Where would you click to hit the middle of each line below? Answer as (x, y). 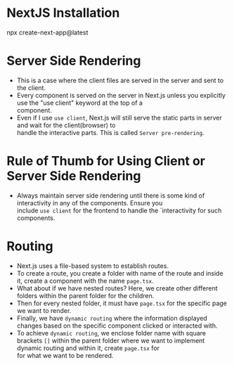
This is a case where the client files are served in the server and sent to (120, 80)
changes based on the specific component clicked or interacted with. (117, 326)
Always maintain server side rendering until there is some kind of (111, 196)
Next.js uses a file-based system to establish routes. (93, 266)
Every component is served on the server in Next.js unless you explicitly (121, 95)
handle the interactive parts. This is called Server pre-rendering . (110, 132)
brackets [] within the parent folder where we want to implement (111, 340)
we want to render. (44, 310)
